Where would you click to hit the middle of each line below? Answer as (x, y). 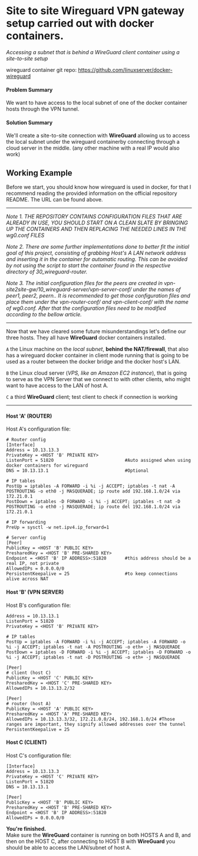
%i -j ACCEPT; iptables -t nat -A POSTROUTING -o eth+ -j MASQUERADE (93, 647)
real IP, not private (33, 564)
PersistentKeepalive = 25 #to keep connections (92, 574)
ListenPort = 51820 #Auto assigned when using (99, 461)
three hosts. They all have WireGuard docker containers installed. (86, 338)
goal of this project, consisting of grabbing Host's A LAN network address (96, 253)
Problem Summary (29, 90)
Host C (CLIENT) (27, 742)
